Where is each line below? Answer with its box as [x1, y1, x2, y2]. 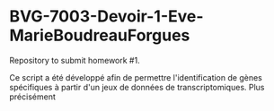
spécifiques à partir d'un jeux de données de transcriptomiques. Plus [9, 81, 265, 92]
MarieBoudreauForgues [9, 25, 190, 46]
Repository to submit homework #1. [9, 55, 141, 65]
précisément [9, 91, 56, 102]
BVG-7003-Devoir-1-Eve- [9, 6, 204, 27]
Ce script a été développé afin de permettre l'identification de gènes [9, 72, 262, 82]
